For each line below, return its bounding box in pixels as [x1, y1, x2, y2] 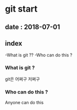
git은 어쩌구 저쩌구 [5, 76, 40, 82]
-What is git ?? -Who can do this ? [5, 52, 73, 58]
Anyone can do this [5, 99, 44, 105]
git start [5, 3, 38, 15]
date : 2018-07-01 [5, 23, 61, 31]
